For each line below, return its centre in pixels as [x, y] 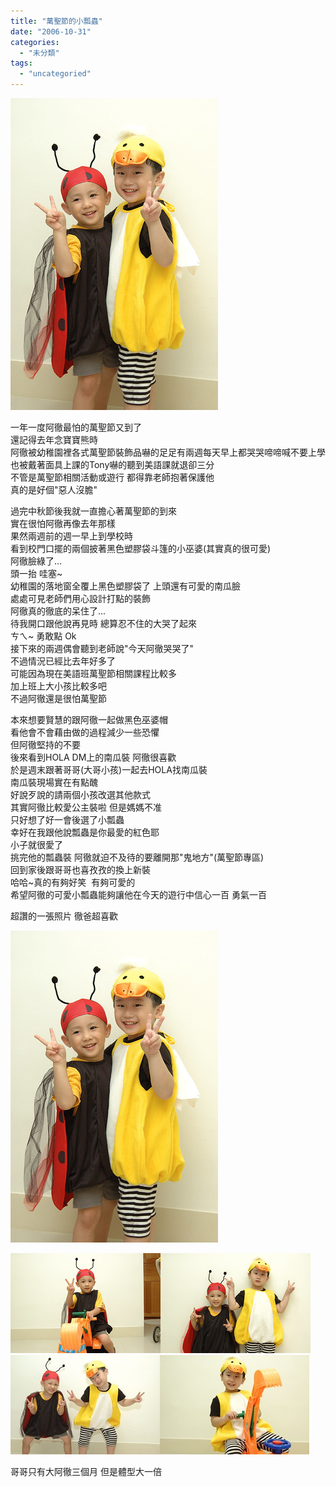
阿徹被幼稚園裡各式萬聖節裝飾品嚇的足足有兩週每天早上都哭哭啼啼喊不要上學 [168, 452]
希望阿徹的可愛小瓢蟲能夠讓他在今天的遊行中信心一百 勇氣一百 [138, 894]
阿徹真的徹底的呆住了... [58, 611]
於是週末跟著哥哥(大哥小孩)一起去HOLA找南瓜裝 [109, 769]
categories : [35, 42]
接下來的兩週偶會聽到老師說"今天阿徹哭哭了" [102, 648]
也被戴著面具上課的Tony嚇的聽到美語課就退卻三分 [112, 464]
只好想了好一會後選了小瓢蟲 [67, 819]
